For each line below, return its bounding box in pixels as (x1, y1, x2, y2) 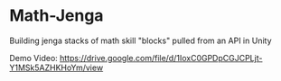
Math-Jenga (9, 5, 104, 26)
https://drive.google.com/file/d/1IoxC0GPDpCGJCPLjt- (60, 52, 263, 63)
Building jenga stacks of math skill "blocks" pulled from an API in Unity (9, 35, 273, 46)
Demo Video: (9, 52, 59, 63)
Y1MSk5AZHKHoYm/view (9, 62, 104, 73)
